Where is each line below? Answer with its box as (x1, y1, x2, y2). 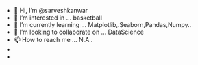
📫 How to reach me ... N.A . (13, 36, 93, 43)
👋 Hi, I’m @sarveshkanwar (13, 7, 88, 14)
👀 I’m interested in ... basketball (13, 14, 103, 22)
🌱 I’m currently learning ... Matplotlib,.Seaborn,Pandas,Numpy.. (13, 21, 192, 28)
